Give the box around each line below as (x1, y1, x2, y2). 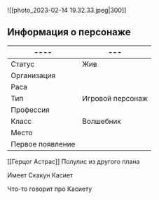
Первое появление (11, 139, 76, 149)
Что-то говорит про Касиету (7, 185, 92, 193)
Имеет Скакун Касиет (7, 170, 74, 179)
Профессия (11, 105, 50, 115)
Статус (11, 59, 35, 69)
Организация (11, 70, 56, 80)
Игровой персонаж (81, 93, 148, 103)
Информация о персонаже (7, 26, 131, 38)
